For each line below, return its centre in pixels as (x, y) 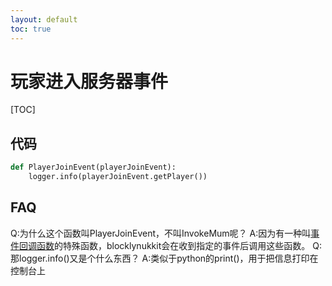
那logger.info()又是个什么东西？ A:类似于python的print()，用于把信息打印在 (164, 258)
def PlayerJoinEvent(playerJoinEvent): (93, 167)
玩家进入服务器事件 (89, 81)
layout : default (44, 19)
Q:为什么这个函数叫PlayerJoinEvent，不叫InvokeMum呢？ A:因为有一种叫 (161, 233)
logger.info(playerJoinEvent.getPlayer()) (118, 177)
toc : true (31, 29)
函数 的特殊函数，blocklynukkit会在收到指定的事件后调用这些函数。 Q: (179, 245)
